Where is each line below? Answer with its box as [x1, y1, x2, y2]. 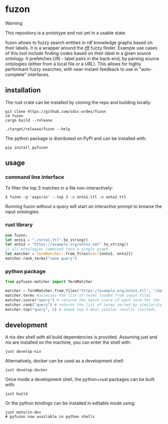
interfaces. [27, 71, 50, 77]
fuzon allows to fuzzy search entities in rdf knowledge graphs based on [5, 39, 153, 46]
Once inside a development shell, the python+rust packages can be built [5, 376, 155, 382]
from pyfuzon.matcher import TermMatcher [5, 279, 93, 284]
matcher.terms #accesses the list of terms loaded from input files [5, 293, 151, 298]
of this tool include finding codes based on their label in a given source [5, 50, 151, 56]
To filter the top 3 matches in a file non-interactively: [5, 185, 113, 191]
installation [5, 86, 41, 95]
